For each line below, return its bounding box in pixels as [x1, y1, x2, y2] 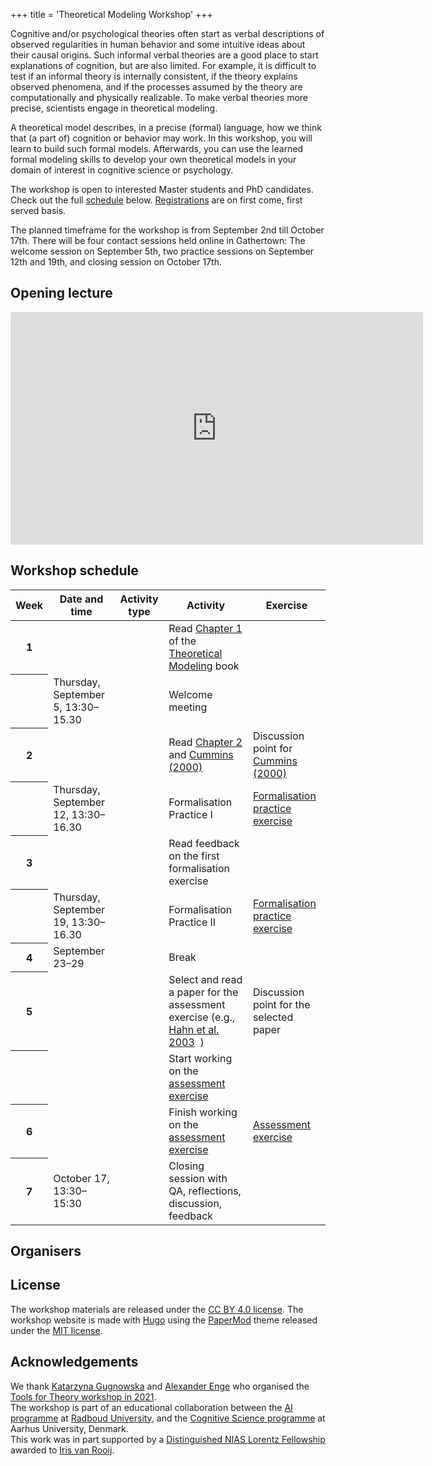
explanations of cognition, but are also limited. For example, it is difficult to [10, 60, 317, 71]
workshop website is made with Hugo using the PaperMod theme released [10, 1314, 318, 1326]
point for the [252, 997, 311, 1011]
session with [168, 1171, 228, 1185]
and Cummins [168, 747, 234, 761]
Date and [59, 592, 104, 606]
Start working [168, 1051, 233, 1065]
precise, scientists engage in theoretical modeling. [10, 102, 218, 114]
